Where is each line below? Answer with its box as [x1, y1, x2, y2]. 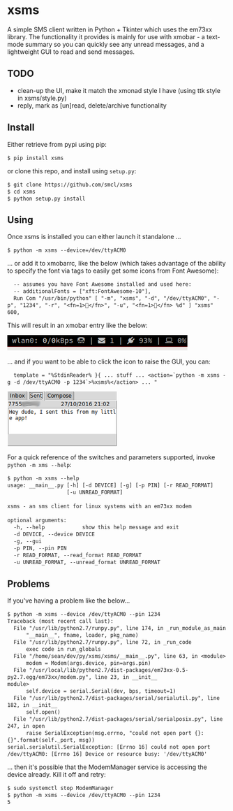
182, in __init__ [7, 702, 58, 709]
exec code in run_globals [25, 646, 101, 653]
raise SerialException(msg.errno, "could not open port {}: [25, 730, 204, 737]
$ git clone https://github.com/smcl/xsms [7, 181, 133, 188]
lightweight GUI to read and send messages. [7, 48, 135, 56]
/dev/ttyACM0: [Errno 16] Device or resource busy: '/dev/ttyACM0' [7, 751, 208, 758]
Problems [7, 577, 50, 589]
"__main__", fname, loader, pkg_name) [25, 632, 139, 639]
